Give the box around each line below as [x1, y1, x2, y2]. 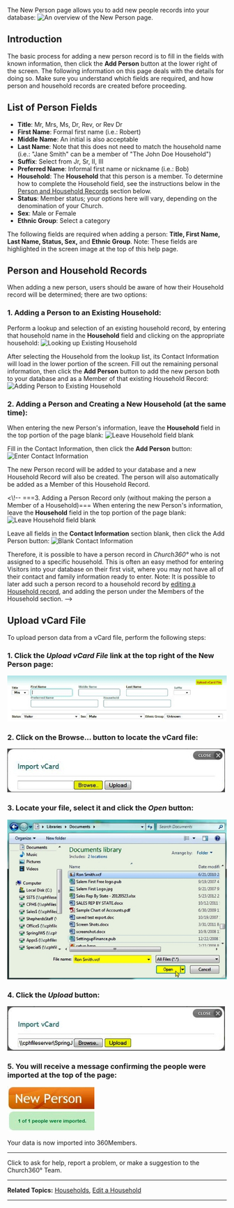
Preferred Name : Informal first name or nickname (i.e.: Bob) [17, 164, 189, 173]
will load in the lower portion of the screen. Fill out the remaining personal [7, 359, 219, 368]
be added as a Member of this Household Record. [7, 480, 150, 489]
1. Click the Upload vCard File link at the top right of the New [7, 650, 214, 660]
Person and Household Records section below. [17, 187, 152, 195]
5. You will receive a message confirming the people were [7, 1061, 206, 1071]
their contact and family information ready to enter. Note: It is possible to [7, 572, 216, 581]
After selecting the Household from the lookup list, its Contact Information [7, 352, 219, 361]
